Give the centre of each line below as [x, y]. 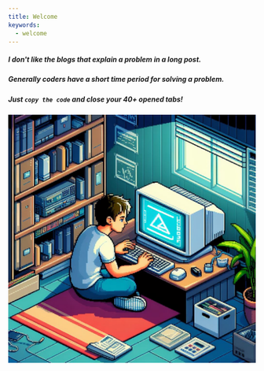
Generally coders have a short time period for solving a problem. [116, 80]
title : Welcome [33, 17]
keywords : [24, 25]
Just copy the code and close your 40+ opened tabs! [95, 99]
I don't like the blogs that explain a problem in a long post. [105, 59]
